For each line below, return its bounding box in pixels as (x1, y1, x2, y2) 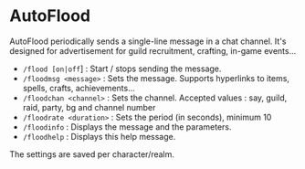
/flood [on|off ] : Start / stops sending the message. (22, 63, 222, 74)
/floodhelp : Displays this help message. (22, 131, 176, 142)
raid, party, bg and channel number (22, 101, 156, 112)
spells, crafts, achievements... (22, 82, 135, 93)
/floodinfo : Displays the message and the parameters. (22, 121, 232, 132)
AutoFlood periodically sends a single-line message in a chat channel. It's (9, 36, 287, 47)
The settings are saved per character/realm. (9, 148, 175, 160)
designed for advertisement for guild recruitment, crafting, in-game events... (9, 45, 297, 56)
